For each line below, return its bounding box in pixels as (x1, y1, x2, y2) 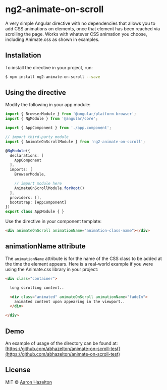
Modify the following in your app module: (5, 102, 91, 108)
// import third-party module (5, 135, 69, 140)
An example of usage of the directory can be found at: (5, 340, 118, 346)
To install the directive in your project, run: (5, 64, 93, 70)
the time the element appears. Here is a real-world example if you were (5, 261, 153, 267)
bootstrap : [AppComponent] (10, 200, 67, 205)
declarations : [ (10, 153, 44, 158)
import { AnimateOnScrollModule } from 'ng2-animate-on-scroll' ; (5, 139, 145, 144)
